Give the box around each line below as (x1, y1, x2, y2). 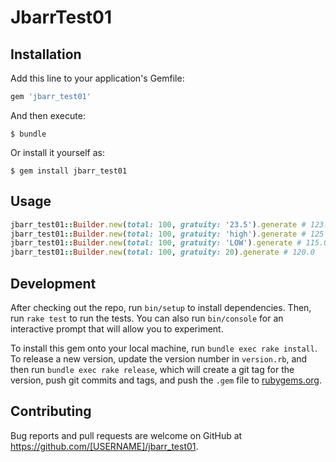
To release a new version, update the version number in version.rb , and (10, 353, 308, 365)
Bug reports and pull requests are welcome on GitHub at (10, 429, 243, 441)
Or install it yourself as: (10, 146, 105, 158)
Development (10, 275, 97, 292)
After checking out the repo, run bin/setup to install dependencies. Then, (10, 302, 312, 313)
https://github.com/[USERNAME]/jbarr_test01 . (10, 440, 199, 452)
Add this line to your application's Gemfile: (10, 72, 185, 84)
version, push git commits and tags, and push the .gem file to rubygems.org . (10, 374, 323, 386)
